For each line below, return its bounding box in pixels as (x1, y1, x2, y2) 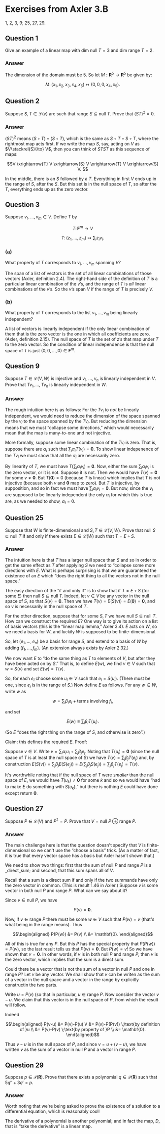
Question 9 (5, 362, 40, 371)
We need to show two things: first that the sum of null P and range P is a (5, 862, 152, 868)
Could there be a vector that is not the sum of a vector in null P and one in (5, 966, 155, 972)
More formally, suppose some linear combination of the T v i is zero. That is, (5, 439, 157, 446)
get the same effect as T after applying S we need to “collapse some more (5, 562, 156, 568)
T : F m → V (72, 224, 94, 231)
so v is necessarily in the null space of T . (5, 603, 88, 609)
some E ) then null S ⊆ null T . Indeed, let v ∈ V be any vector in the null (5, 593, 149, 599)
